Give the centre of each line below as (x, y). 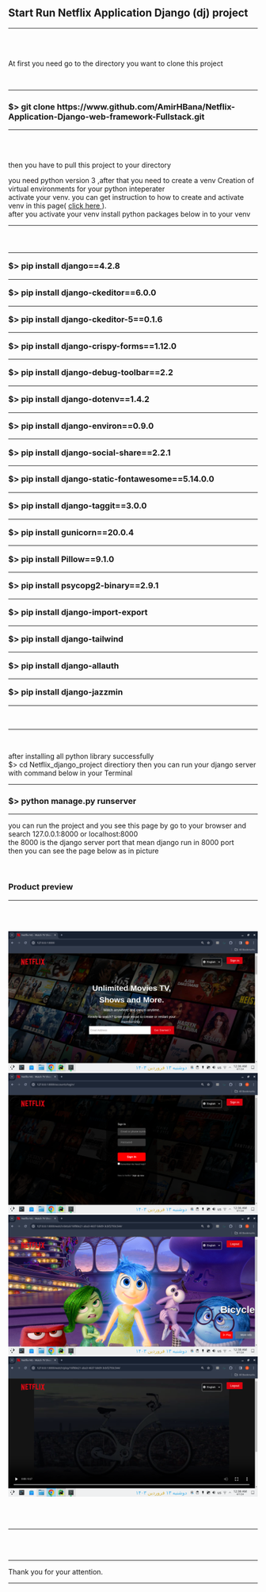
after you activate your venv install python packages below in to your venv (129, 214)
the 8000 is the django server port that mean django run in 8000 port (122, 843)
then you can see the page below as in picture (84, 851)
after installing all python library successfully (81, 756)
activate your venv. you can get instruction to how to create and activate (126, 197)
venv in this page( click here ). (57, 206)
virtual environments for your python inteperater (87, 189)
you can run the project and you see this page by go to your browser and (127, 826)
